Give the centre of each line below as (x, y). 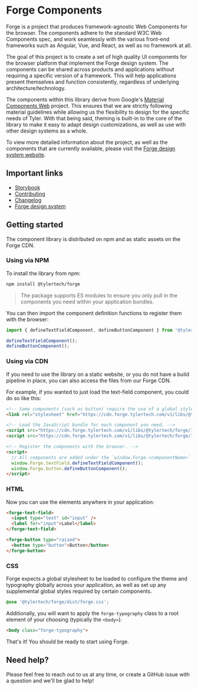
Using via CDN (27, 361)
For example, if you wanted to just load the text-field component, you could (98, 392)
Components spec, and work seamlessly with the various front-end (88, 39)
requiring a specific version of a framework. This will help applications (91, 75)
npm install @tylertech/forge (43, 284)
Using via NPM (27, 260)
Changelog (28, 200)
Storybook (27, 187)
